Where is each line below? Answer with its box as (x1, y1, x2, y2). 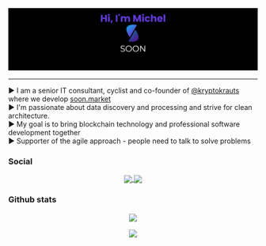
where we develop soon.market (8, 94, 112, 104)
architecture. (8, 111, 50, 120)
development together (8, 128, 81, 137)
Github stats (8, 194, 57, 205)
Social (8, 156, 33, 167)
